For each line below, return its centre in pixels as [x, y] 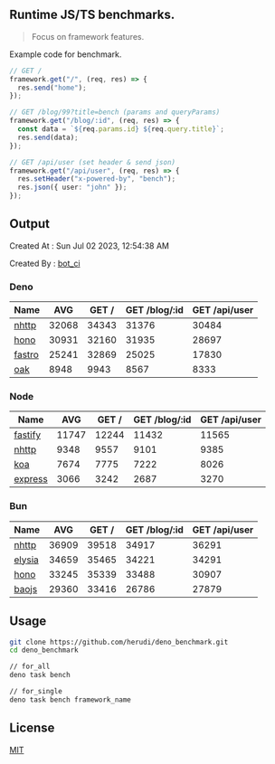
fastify [28, 435]
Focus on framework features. [88, 36]
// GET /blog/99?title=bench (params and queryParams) [115, 112]
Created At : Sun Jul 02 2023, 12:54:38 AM [90, 245]
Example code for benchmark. [66, 54]
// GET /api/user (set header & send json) [93, 162]
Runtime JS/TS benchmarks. [92, 15]
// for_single [36, 692]
